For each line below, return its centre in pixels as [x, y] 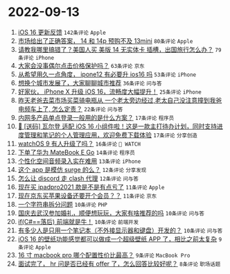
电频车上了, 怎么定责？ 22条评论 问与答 [70, 109]
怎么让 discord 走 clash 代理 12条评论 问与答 [78, 178]
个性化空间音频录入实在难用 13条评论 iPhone [79, 161]
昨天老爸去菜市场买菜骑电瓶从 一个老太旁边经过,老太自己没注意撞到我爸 [120, 100]
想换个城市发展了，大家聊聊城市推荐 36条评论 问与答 [90, 83]
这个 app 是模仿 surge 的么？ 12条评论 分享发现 [82, 169]
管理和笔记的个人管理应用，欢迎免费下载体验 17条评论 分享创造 [111, 135]
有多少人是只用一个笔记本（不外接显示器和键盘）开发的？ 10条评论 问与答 [120, 230]
